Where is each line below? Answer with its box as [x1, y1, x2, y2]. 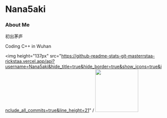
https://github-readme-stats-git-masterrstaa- [61, 53, 155, 59]
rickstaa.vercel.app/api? [5, 58, 55, 64]
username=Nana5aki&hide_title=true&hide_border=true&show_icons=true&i [5, 63, 162, 69]
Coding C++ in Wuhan [5, 43, 52, 49]
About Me [5, 21, 30, 28]
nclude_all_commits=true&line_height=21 [5, 107, 89, 113]
